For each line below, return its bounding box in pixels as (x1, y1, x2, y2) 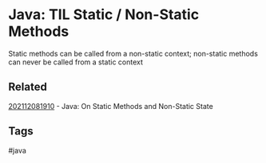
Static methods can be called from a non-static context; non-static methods (8, 49, 258, 58)
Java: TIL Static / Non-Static (8, 6, 200, 24)
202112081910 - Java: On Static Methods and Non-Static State (8, 101, 213, 111)
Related (8, 80, 48, 94)
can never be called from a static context (8, 57, 144, 67)
